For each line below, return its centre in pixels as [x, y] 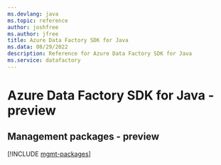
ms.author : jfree [33, 34]
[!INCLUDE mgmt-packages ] [49, 154]
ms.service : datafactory [44, 60]
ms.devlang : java [33, 14]
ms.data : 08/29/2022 [38, 47]
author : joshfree [33, 27]
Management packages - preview [83, 137]
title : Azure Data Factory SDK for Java [68, 41]
